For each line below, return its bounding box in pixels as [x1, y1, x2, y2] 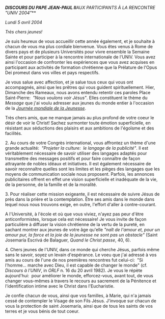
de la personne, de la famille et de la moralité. [5, 182, 97, 187]
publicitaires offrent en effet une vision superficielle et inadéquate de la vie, [5, 177, 158, 182]
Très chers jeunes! [5, 29, 43, 34]
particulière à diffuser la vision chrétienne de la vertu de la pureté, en [5, 221, 145, 227]
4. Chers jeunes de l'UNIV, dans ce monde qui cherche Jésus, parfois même [5, 247, 160, 252]
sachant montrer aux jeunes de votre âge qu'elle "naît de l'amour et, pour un [5, 227, 160, 233]
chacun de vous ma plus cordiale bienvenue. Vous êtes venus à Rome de [5, 44, 153, 49]
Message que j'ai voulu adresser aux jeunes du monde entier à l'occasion [5, 100, 154, 106]
